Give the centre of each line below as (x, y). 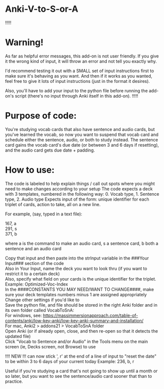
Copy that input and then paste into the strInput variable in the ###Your (77, 258)
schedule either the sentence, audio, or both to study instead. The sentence (82, 140)
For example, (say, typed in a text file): (44, 214)
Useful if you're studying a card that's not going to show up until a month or (82, 371)
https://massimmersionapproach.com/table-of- (91, 315)
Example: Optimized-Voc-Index (37, 284)
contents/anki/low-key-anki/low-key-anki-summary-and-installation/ (74, 320)
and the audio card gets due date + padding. (50, 150)
